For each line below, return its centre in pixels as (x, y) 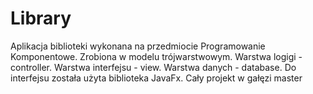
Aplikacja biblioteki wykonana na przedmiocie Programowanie (138, 46)
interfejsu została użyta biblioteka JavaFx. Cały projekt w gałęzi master (156, 78)
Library (41, 18)
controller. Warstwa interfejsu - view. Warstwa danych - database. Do (153, 67)
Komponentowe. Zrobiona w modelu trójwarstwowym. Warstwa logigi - (156, 56)
